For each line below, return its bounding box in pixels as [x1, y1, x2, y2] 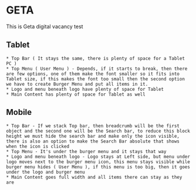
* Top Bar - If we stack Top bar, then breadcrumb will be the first [6, 123, 180, 129]
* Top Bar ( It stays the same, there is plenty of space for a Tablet [6, 55, 185, 62]
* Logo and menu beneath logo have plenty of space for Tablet [6, 86, 164, 92]
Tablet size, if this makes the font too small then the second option [6, 76, 185, 82]
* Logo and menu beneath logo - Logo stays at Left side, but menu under [6, 154, 191, 160]
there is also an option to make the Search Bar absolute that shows [6, 138, 180, 144]
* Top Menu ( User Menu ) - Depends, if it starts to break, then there [6, 66, 188, 72]
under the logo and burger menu [6, 169, 85, 175]
